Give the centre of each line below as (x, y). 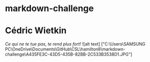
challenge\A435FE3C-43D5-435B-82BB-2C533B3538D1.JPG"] (69, 54)
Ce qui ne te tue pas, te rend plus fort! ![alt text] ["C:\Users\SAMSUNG (75, 44)
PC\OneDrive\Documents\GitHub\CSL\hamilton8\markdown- (65, 49)
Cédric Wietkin (36, 31)
